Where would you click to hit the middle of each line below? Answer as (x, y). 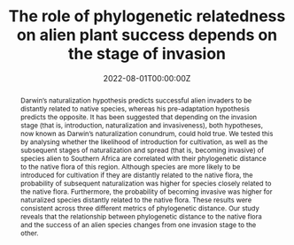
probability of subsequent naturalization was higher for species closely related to (146, 183)
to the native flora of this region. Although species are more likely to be (130, 167)
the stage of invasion (147, 54)
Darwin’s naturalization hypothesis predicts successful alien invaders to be (136, 100)
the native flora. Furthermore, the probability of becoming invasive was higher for (146, 191)
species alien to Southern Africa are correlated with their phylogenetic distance (143, 158)
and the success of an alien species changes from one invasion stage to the (138, 224)
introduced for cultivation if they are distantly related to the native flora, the (136, 175)
